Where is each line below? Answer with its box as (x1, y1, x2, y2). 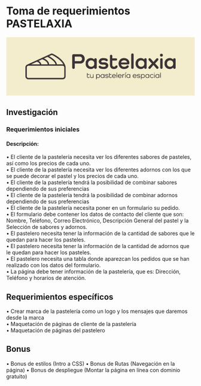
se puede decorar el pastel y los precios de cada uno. (6, 173, 139, 180)
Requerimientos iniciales (6, 125, 80, 133)
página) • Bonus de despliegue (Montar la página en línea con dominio (6, 366, 181, 373)
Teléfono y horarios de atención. (6, 275, 87, 282)
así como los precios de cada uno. (6, 160, 91, 167)
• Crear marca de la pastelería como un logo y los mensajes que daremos (6, 307, 188, 315)
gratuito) (6, 373, 28, 380)
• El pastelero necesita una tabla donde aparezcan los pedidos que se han (6, 255, 190, 263)
